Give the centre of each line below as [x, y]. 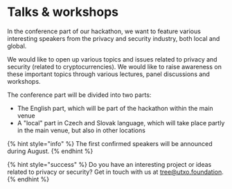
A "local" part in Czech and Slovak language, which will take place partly [121, 123]
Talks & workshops [63, 12]
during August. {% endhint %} [50, 151]
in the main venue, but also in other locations [81, 130]
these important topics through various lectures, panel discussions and [108, 74]
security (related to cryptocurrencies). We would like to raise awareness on [114, 66]
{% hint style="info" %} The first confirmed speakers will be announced [110, 143]
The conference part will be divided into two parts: [79, 95]
